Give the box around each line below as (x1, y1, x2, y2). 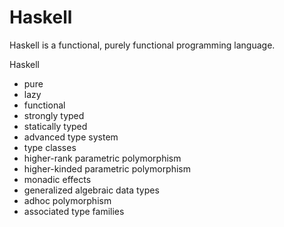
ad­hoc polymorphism (23, 194, 112, 206)
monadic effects (23, 173, 92, 185)
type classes (23, 141, 77, 153)
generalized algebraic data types (23, 184, 160, 196)
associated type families (23, 205, 125, 217)
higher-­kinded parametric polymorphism (23, 162, 192, 175)
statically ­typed (23, 120, 88, 132)
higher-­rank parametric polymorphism (23, 152, 182, 164)
